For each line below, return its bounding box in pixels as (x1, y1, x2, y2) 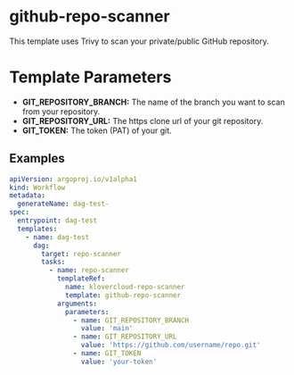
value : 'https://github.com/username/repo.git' (80, 341, 261, 350)
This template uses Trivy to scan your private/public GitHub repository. (9, 36, 269, 46)
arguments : (56, 299, 98, 308)
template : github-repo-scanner (65, 290, 181, 300)
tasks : (41, 257, 66, 267)
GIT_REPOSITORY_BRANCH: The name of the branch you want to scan (21, 96, 285, 107)
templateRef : (56, 274, 105, 283)
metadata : (9, 191, 46, 200)
